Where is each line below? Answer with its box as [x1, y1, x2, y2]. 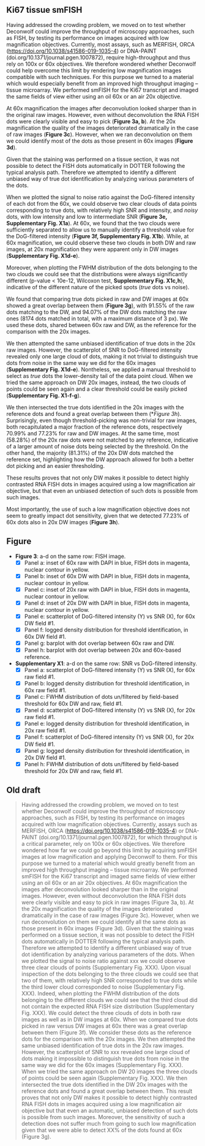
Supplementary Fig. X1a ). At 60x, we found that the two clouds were [6, 219, 181, 227]
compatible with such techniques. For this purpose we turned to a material [6, 73, 194, 80]
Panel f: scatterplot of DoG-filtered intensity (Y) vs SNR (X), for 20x [24, 733, 195, 741]
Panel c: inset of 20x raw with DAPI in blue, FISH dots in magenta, [24, 586, 190, 593]
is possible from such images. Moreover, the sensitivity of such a [21, 1114, 185, 1121]
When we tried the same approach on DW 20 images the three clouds [21, 1068, 198, 1076]
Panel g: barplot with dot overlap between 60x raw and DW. [24, 639, 175, 647]
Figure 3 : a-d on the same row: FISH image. [15, 552, 126, 560]
